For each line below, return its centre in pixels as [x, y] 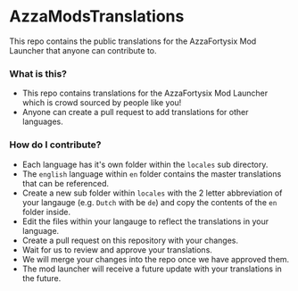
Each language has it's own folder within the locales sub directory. [145, 164]
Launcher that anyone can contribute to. [83, 50]
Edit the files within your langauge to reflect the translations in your [145, 221]
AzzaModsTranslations [97, 17]
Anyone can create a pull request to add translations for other [135, 112]
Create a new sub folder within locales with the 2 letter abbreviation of [152, 193]
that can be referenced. [66, 183]
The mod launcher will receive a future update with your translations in [152, 269]
